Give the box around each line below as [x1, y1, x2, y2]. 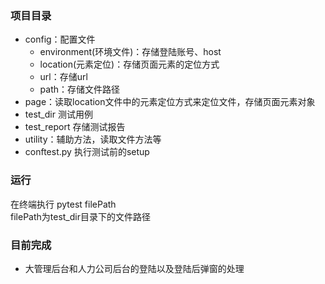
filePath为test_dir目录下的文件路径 [10, 210, 151, 222]
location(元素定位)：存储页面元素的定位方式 [39, 58, 220, 71]
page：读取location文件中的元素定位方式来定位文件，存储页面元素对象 [24, 96, 316, 108]
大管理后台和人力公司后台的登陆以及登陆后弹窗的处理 [24, 262, 245, 274]
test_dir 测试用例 [24, 108, 93, 121]
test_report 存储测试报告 [24, 121, 126, 133]
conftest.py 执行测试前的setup [24, 146, 150, 158]
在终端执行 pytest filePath [10, 198, 117, 210]
